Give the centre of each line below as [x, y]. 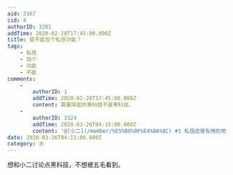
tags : [15, 46]
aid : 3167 [22, 14]
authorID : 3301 [29, 27]
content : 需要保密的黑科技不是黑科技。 [84, 105]
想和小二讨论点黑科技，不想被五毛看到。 [66, 164]
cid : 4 [17, 20]
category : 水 [26, 144]
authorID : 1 [50, 92]
